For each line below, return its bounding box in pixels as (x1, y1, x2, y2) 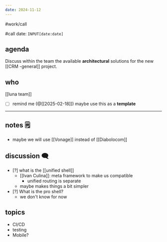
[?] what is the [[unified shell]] (12, 167, 75, 173)
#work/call (5, 21, 27, 27)
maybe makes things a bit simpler (19, 183, 89, 189)
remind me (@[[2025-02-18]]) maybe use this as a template (12, 101, 136, 107)
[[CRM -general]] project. (5, 63, 57, 70)
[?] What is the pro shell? (12, 188, 64, 194)
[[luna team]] (5, 91, 32, 97)
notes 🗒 (5, 121, 31, 129)
